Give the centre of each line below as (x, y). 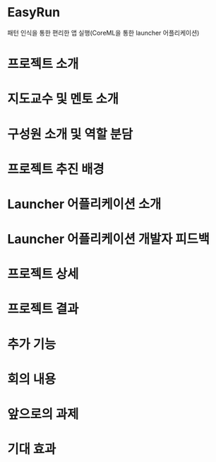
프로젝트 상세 (43, 274)
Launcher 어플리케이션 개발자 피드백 (108, 239)
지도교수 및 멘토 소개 (63, 99)
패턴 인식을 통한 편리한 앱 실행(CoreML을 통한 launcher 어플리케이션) (103, 33)
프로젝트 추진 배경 (56, 169)
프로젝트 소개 (43, 64)
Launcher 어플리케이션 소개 (84, 204)
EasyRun (34, 12)
